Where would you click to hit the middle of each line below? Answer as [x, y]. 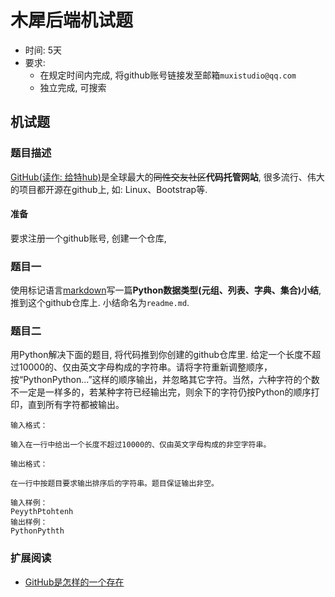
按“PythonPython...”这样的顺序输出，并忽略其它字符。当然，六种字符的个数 [165, 380]
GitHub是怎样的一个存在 [74, 582]
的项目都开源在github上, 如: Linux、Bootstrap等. [109, 189]
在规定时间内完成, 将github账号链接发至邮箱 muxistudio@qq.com [168, 75]
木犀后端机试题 [72, 20]
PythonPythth [37, 531]
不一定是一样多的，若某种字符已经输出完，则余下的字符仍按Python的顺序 [161, 392]
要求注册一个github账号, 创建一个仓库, [88, 238]
